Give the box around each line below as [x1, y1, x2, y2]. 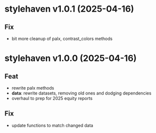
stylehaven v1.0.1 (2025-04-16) [4, 3, 134, 15]
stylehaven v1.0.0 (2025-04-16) [4, 53, 137, 64]
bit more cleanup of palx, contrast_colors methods [11, 36, 113, 41]
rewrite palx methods [11, 85, 54, 91]
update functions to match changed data [11, 122, 93, 128]
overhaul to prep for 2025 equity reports [11, 95, 93, 101]
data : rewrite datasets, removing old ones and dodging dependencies [11, 90, 152, 96]
